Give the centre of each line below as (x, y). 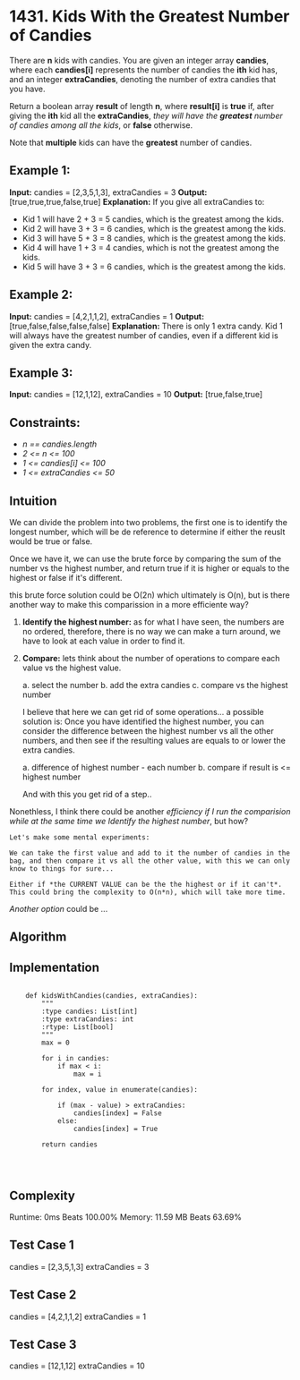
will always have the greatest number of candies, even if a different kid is (144, 335)
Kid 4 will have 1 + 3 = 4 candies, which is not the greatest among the (150, 247)
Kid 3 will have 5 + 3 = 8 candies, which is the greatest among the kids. (154, 238)
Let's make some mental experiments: (80, 838)
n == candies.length (59, 444)
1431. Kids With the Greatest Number (150, 17)
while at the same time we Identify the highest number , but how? (129, 821)
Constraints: (45, 422)
